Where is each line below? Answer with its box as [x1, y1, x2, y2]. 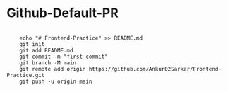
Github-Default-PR [6, 5, 119, 21]
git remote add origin [19, 65, 86, 72]
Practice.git [6, 71, 45, 79]
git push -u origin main [19, 78, 92, 85]
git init [19, 40, 45, 47]
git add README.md [19, 47, 73, 54]
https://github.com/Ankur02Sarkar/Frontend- [88, 65, 222, 72]
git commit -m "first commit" [19, 53, 109, 60]
